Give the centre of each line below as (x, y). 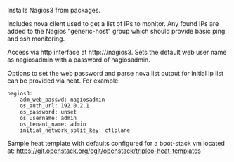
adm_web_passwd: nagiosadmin (63, 100)
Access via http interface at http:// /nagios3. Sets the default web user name (117, 52)
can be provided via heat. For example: (64, 81)
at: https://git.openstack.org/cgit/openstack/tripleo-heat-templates (104, 151)
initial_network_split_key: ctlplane (75, 130)
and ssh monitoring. (36, 39)
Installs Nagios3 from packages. (54, 10)
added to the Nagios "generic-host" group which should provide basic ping (116, 31)
